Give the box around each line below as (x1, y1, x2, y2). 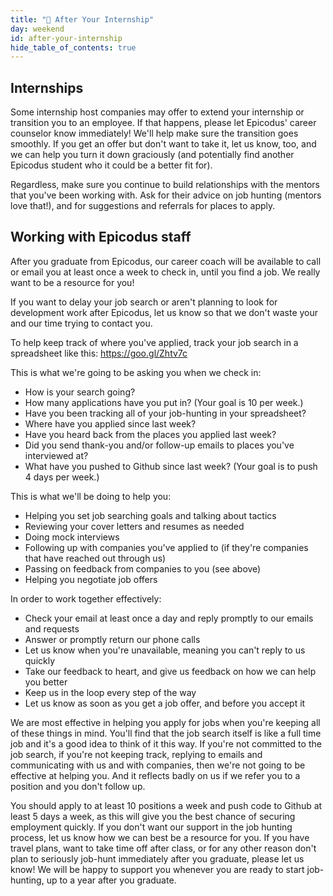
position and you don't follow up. (10, 780, 146, 792)
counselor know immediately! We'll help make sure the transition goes (10, 127, 299, 140)
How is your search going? (24, 386, 136, 398)
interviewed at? (24, 449, 89, 461)
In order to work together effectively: (10, 592, 162, 605)
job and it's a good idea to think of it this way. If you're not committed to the (10, 737, 322, 750)
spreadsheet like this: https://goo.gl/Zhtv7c (10, 347, 188, 359)
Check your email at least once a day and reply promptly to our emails (24, 612, 314, 624)
